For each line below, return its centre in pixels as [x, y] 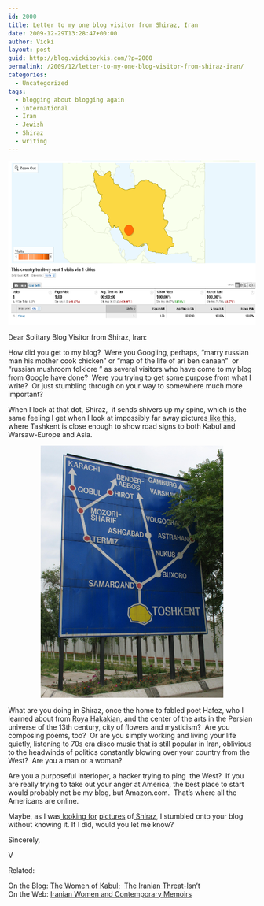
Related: [22, 870]
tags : [17, 91]
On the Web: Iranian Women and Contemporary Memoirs [100, 893]
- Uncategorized [42, 83]
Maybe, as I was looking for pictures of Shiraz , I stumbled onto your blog [126, 816]
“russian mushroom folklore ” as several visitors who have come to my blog [130, 369]
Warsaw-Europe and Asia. [50, 434]
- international [42, 108]
